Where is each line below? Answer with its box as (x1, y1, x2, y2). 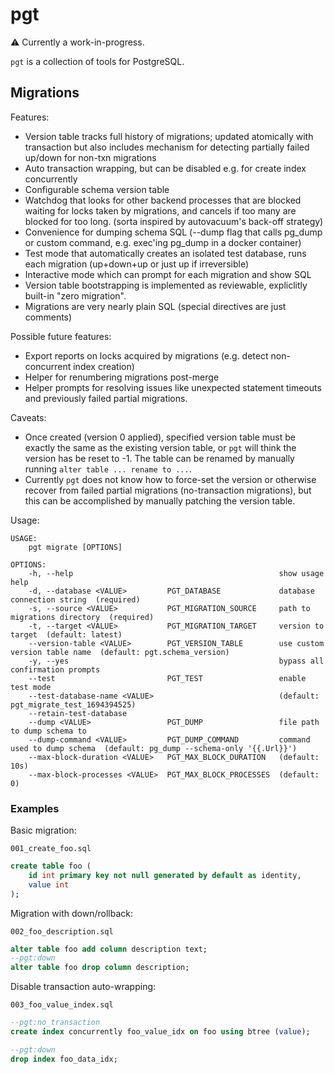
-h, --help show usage (28, 568, 325, 578)
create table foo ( (10, 861, 92, 872)
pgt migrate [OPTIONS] (28, 542, 123, 552)
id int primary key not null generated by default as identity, (28, 870, 302, 880)
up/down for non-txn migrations (24, 151, 157, 163)
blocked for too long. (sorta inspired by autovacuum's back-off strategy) (24, 215, 324, 227)
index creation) (73, 360, 135, 372)
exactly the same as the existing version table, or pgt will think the (24, 441, 297, 453)
